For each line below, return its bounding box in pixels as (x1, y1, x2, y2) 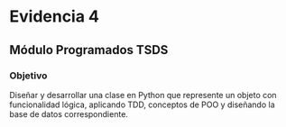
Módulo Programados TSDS (9, 42, 169, 58)
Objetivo (9, 69, 48, 82)
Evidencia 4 (9, 6, 100, 27)
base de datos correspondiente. (9, 108, 129, 119)
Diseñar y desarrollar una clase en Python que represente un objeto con (9, 89, 277, 100)
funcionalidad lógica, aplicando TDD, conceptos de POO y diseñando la (9, 99, 275, 110)
